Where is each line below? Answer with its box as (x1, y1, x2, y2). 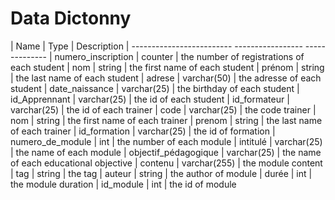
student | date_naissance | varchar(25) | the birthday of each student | (10, 82, 300, 94)
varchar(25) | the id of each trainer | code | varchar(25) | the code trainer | (10, 103, 317, 116)
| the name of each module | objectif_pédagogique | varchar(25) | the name (10, 146, 322, 158)
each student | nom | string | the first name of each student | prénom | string (10, 61, 325, 73)
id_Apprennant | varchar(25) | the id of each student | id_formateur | (10, 93, 290, 105)
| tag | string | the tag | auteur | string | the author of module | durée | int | (10, 167, 313, 179)
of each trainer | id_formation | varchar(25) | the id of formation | (10, 125, 276, 137)
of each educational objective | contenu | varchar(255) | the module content (10, 157, 323, 169)
